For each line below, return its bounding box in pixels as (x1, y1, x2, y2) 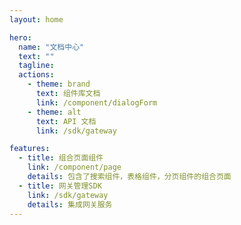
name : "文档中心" (18, 42, 85, 52)
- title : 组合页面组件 (18, 153, 104, 163)
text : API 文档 (35, 116, 97, 126)
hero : (9, 32, 32, 43)
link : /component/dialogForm (35, 97, 158, 108)
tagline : (18, 61, 55, 71)
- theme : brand (27, 79, 91, 90)
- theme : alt (27, 107, 82, 117)
